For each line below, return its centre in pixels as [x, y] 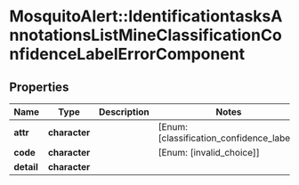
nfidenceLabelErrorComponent [127, 54]
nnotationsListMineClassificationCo [145, 35]
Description [124, 112]
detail [26, 167]
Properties [39, 87]
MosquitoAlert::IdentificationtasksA [146, 16]
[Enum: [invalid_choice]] [209, 153]
